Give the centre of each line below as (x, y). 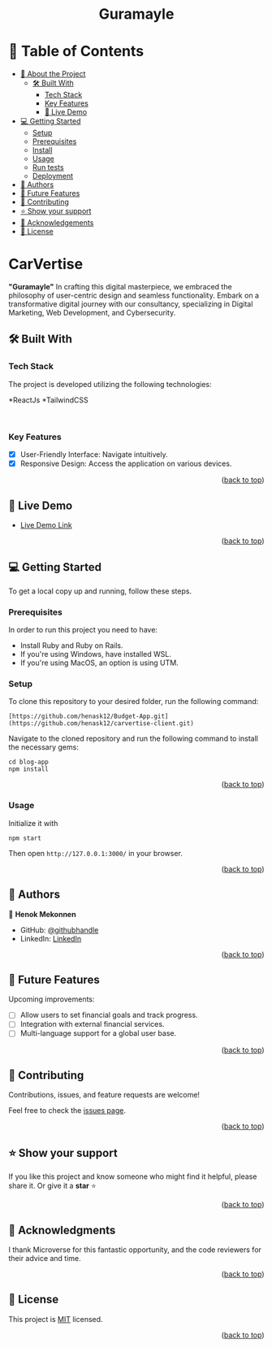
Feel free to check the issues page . (67, 1111)
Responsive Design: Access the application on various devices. (126, 463)
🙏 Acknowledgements (57, 223)
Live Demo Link (46, 524)
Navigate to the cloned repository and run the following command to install (133, 739)
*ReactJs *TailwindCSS (48, 400)
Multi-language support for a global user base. (98, 1033)
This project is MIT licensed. (56, 1319)
